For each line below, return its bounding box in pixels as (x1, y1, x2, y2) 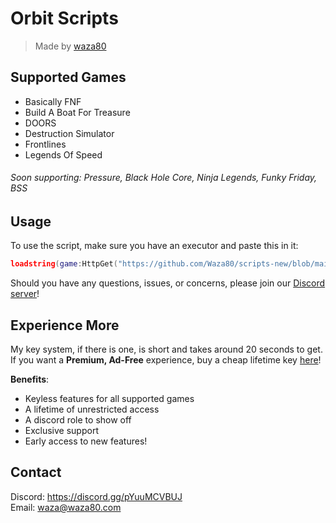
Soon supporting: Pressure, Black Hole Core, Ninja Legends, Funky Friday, (10, 172, 318, 184)
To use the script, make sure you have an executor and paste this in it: (10, 240, 299, 252)
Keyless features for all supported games (24, 393, 195, 405)
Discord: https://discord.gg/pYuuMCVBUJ (10, 490, 183, 502)
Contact (10, 464, 62, 481)
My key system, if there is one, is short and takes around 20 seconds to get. (10, 343, 323, 356)
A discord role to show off (24, 414, 132, 426)
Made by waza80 (34, 40, 107, 52)
